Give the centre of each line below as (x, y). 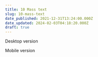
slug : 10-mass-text (25, 14)
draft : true (17, 28)
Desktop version (22, 41)
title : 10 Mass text (26, 9)
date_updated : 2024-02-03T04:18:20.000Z (47, 23)
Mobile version (20, 51)
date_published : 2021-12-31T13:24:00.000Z (49, 18)
